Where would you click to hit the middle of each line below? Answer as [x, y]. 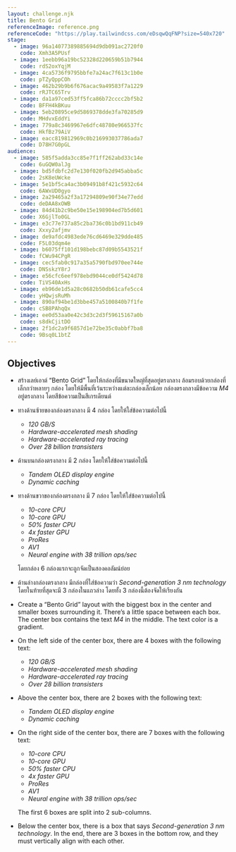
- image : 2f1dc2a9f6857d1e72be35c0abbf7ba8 [78, 328]
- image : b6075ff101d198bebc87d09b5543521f [78, 250]
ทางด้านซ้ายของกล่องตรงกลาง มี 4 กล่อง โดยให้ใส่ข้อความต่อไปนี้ [92, 410]
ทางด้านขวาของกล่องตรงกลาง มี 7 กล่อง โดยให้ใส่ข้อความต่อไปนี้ [92, 496]
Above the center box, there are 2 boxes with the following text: [110, 698]
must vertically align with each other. [71, 841]
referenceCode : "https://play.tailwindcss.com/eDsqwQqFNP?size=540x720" [116, 33]
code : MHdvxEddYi [45, 118]
